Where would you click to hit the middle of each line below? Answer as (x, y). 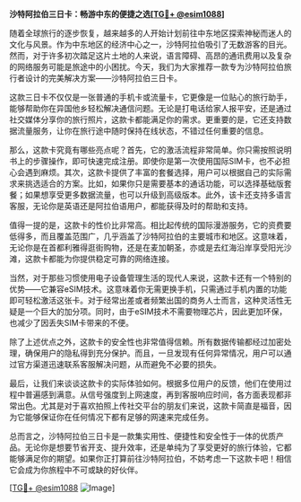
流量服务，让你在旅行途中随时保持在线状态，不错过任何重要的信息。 (142, 131)
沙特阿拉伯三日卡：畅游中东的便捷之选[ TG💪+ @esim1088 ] (117, 14)
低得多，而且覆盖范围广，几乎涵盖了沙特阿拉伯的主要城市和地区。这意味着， (150, 236)
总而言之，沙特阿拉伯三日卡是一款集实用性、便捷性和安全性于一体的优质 (142, 436)
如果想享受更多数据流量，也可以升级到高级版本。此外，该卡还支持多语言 (158, 195)
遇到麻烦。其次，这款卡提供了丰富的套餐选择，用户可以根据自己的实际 (154, 172)
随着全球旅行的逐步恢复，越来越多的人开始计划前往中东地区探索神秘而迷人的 (150, 33)
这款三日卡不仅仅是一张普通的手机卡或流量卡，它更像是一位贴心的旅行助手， (150, 97)
